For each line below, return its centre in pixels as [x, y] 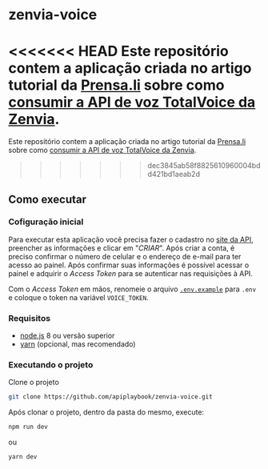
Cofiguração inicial [46, 222]
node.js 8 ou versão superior [67, 336]
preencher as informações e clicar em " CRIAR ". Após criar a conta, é [122, 248]
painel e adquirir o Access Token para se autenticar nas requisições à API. [131, 273]
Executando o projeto [51, 365]
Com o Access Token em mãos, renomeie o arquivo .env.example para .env [132, 289]
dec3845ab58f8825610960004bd [204, 166]
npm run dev [28, 427]
